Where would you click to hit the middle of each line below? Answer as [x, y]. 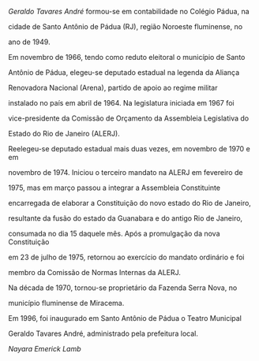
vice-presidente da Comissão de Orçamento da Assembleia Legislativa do [129, 118]
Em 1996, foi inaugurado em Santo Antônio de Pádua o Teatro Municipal [125, 318]
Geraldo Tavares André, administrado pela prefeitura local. [103, 333]
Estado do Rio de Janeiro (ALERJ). [64, 134]
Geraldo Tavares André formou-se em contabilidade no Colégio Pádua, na [129, 11]
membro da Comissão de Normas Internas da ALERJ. [95, 272]
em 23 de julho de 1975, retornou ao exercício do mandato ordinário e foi [126, 257]
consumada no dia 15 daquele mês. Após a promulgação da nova [114, 233]
